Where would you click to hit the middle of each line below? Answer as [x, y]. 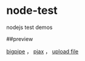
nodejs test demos [29, 27]
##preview [20, 39]
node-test [32, 11]
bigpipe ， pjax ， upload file [42, 51]
